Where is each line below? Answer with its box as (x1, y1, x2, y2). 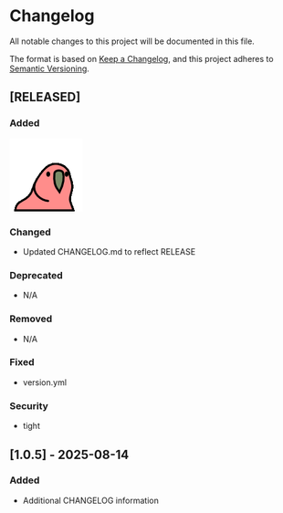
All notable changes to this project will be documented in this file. (9, 36, 256, 47)
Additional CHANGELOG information (22, 495, 160, 506)
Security (9, 399, 48, 412)
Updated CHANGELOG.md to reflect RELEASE (22, 246, 196, 256)
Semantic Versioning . (9, 63, 89, 74)
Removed (9, 312, 53, 325)
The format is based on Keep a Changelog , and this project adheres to (9, 53, 274, 64)
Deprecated (9, 268, 64, 281)
